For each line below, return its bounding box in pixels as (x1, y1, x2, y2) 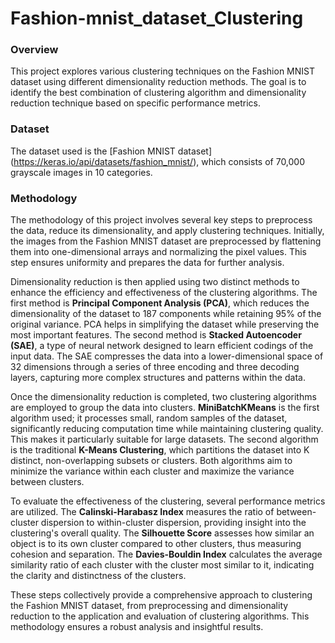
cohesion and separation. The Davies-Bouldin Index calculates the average (10, 548, 323, 561)
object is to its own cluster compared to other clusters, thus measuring (10, 538, 302, 550)
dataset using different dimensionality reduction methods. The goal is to (10, 76, 307, 88)
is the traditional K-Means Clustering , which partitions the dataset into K (10, 444, 310, 456)
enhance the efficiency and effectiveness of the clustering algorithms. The (10, 287, 318, 299)
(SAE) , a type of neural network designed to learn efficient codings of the (10, 340, 314, 352)
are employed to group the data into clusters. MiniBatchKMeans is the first (10, 402, 320, 414)
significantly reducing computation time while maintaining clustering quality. (10, 423, 324, 435)
